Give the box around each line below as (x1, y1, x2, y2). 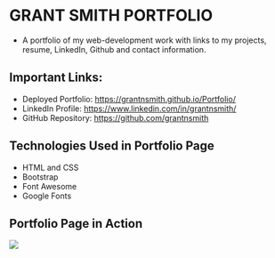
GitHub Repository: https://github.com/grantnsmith (21, 112, 209, 123)
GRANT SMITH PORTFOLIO (9, 5, 214, 26)
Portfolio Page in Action (9, 215, 143, 231)
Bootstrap (21, 171, 59, 182)
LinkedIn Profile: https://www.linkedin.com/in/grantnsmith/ (21, 103, 237, 114)
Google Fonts (21, 190, 72, 201)
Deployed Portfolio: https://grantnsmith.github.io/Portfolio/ (21, 93, 236, 104)
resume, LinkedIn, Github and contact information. (21, 44, 206, 54)
